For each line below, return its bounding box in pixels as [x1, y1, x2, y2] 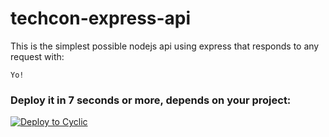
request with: [10, 50, 65, 62]
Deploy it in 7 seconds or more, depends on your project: [10, 93, 292, 107]
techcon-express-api [10, 7, 192, 30]
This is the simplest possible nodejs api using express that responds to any [10, 40, 320, 52]
